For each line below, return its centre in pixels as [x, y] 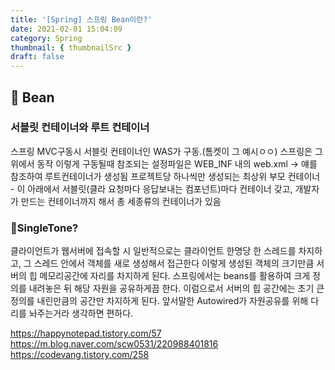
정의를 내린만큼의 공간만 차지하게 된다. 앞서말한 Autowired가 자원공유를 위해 [159, 301]
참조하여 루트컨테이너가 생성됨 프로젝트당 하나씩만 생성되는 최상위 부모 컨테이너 [165, 176]
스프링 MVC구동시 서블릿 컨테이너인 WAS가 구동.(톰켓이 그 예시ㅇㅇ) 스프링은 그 [166, 151]
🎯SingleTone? [44, 228]
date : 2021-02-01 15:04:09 [66, 29]
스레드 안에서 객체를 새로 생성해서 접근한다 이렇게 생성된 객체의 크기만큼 [174, 263]
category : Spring [46, 38]
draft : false [37, 57]
